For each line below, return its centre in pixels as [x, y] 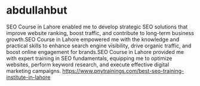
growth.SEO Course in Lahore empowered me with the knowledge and [93, 39]
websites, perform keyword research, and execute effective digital [88, 64]
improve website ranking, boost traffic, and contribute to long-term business [100, 33]
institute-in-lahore [28, 77]
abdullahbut [37, 10]
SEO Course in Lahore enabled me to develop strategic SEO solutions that [97, 27]
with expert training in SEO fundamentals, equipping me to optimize [89, 58]
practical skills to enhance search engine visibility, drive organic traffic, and [99, 46]
